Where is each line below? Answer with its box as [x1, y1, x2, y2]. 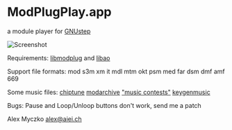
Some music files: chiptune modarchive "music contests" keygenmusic [7, 88, 210, 96]
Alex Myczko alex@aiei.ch [7, 115, 82, 123]
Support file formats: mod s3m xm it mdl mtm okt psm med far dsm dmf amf [7, 67, 225, 75]
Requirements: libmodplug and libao [7, 53, 110, 62]
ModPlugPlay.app [7, 4, 112, 20]
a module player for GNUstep [7, 27, 91, 35]
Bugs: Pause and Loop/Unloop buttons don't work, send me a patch [7, 101, 201, 109]
